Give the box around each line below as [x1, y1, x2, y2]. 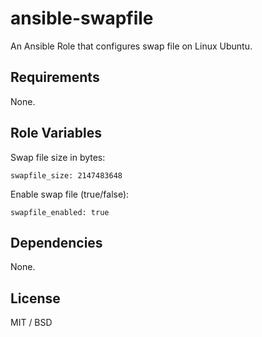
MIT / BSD [10, 317, 53, 329]
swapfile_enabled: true [10, 207, 110, 217]
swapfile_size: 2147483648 [10, 170, 123, 181]
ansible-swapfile [10, 7, 154, 30]
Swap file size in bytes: [10, 151, 106, 163]
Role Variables [10, 125, 102, 142]
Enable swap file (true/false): [10, 188, 130, 200]
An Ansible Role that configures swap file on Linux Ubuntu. [10, 40, 253, 52]
